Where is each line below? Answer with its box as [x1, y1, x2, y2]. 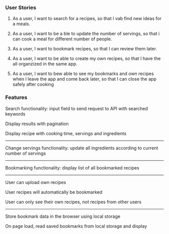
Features [5, 94, 28, 101]
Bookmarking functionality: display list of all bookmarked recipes [5, 164, 139, 170]
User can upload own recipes [5, 179, 66, 185]
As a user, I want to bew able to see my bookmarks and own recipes [12, 71, 154, 77]
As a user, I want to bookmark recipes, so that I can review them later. [12, 46, 157, 52]
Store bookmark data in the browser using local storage [5, 213, 121, 219]
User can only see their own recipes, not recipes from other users [5, 199, 142, 205]
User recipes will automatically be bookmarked [5, 189, 103, 195]
